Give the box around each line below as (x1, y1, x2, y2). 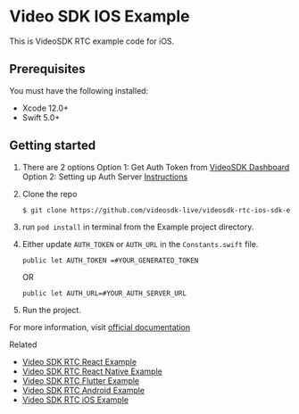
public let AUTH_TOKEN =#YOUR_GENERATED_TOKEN (21, 256, 199, 265)
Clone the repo (21, 188, 78, 199)
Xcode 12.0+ (21, 103, 70, 113)
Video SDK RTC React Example (21, 357, 137, 368)
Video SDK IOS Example (9, 6, 190, 27)
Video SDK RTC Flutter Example (21, 376, 140, 386)
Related (9, 339, 37, 350)
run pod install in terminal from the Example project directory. (21, 221, 254, 233)
